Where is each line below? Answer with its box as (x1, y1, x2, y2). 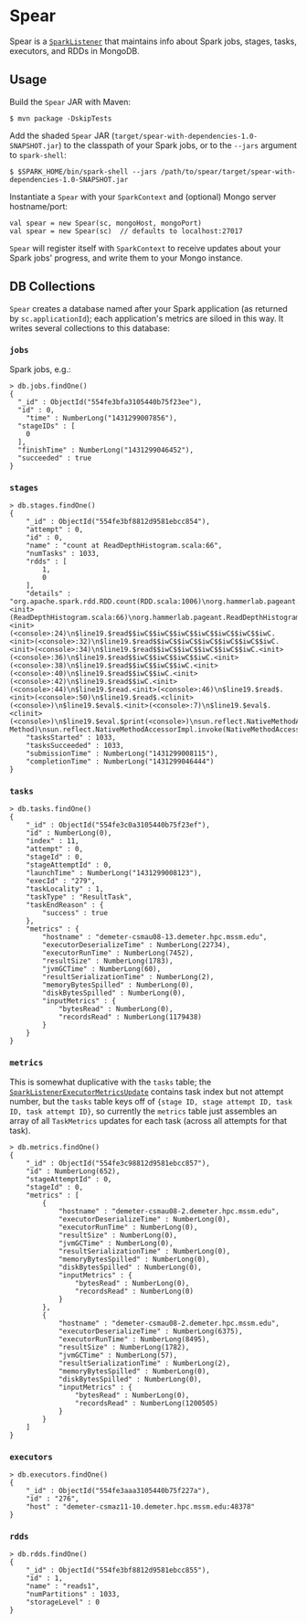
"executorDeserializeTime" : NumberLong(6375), (58, 1327, 244, 1336)
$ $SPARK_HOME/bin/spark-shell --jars (9, 166, 157, 176)
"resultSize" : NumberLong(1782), (58, 1342, 190, 1351)
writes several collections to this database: (9, 322, 171, 334)
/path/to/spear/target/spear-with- (160, 166, 297, 176)
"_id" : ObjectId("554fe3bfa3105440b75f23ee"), (17, 397, 203, 407)
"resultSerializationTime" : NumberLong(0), (58, 1246, 231, 1255)
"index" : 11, (26, 837, 79, 846)
